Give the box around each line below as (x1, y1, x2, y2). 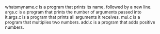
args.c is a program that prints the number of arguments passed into (5, 9, 142, 15)
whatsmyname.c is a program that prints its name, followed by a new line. (5, 4, 152, 10)
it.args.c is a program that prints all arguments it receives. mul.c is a (5, 14, 141, 20)
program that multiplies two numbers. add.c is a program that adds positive (5, 19, 156, 25)
